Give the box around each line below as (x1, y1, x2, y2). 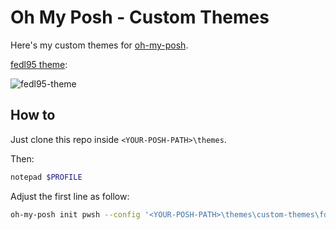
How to (10, 107, 56, 124)
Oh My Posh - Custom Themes (10, 6, 270, 29)
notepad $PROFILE (10, 172, 83, 182)
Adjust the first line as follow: (10, 190, 130, 202)
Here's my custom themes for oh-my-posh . (10, 39, 189, 51)
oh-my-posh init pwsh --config (10, 209, 141, 220)
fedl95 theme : (10, 58, 68, 70)
